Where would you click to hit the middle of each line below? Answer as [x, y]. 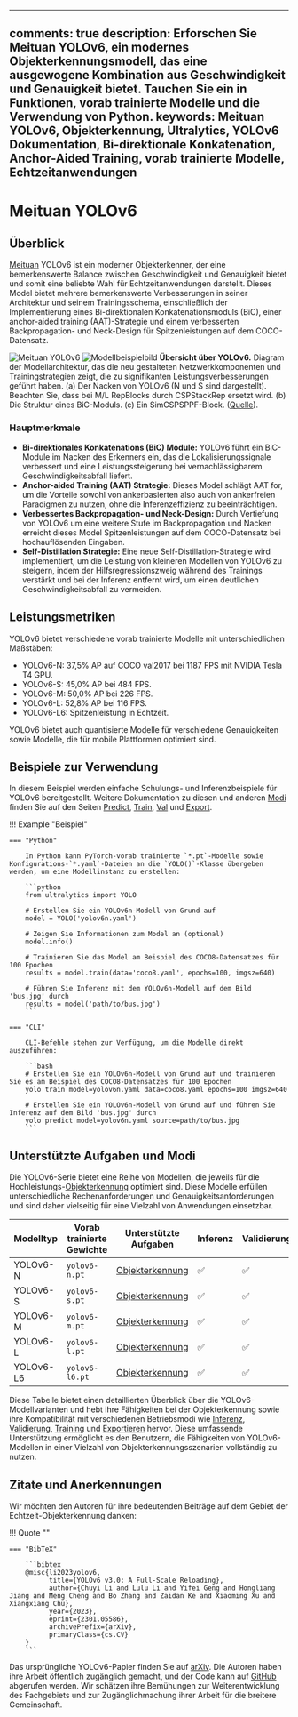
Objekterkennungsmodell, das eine [108, 62]
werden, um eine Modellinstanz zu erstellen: [94, 872]
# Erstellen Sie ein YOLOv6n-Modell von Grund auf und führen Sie [150, 1105]
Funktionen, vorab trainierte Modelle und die [134, 103]
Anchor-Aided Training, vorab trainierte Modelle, [147, 159]
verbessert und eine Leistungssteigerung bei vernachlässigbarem [142, 466]
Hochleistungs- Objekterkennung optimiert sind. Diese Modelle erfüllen [138, 1187]
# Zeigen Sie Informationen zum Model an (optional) [125, 935]
